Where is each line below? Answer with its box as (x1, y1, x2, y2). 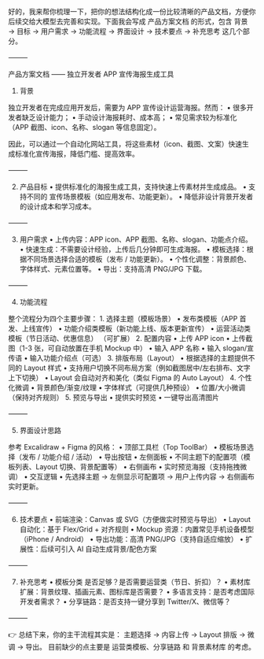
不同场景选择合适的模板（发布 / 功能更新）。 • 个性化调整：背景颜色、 (26, 254, 251, 264)
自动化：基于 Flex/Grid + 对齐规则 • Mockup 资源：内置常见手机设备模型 (19, 524, 255, 534)
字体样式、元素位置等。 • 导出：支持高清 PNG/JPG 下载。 (19, 265, 207, 273)
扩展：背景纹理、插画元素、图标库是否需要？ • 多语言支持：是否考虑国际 (19, 587, 255, 596)
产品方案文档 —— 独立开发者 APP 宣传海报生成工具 (8, 69, 174, 79)
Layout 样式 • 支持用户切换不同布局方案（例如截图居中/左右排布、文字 (23, 363, 251, 372)
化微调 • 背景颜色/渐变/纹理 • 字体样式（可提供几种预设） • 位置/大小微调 (8, 383, 246, 392)
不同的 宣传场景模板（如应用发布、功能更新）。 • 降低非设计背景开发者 (26, 192, 254, 201)
